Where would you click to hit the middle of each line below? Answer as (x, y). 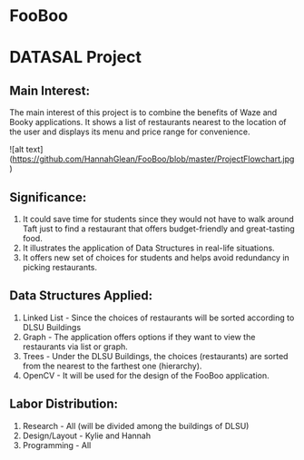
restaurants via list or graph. (75, 347)
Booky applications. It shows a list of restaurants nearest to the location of (148, 122)
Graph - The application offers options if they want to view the (139, 337)
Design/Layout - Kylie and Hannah (87, 436)
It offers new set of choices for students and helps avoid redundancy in (156, 258)
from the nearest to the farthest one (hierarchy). (112, 366)
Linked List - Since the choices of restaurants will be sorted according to (158, 318)
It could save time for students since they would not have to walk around (158, 219)
